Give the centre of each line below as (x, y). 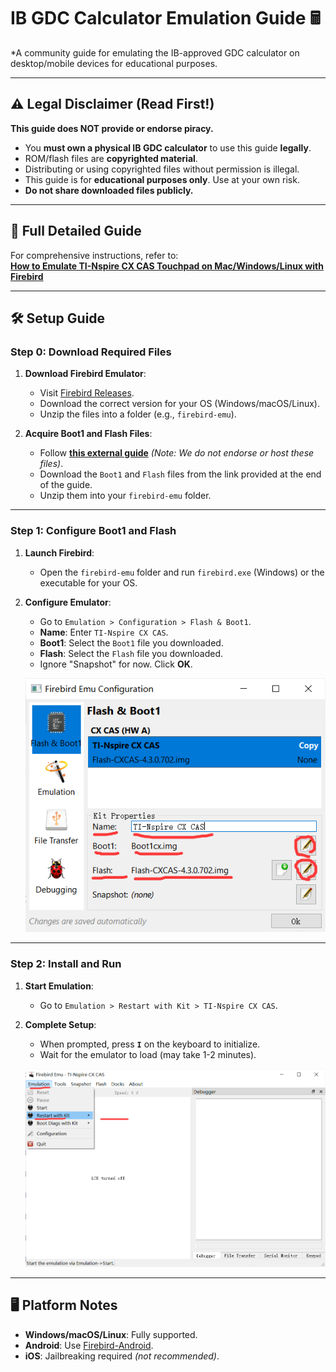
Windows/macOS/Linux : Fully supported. (111, 1334)
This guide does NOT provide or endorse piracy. (112, 128)
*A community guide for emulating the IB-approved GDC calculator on (155, 52)
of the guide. (66, 485)
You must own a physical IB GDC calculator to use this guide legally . (168, 147)
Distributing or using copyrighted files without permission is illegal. (162, 169)
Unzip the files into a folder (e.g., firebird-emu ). (138, 414)
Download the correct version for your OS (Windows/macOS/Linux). (179, 404)
